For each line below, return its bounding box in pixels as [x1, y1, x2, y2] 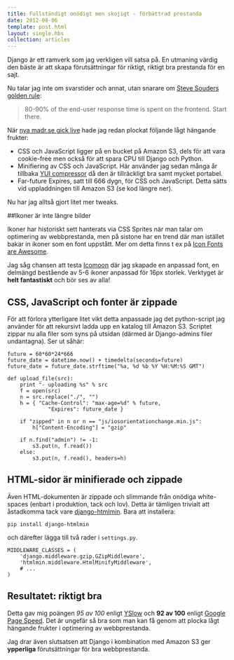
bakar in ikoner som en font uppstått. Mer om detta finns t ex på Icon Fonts [7, 240, 223, 249]
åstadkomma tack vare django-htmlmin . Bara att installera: [7, 507, 177, 516]
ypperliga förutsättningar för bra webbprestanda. [7, 645, 150, 653]
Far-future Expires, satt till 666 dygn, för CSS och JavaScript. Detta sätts [17, 177, 228, 186]
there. [24, 113, 42, 121]
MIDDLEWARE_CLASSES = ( [7, 546, 77, 554]
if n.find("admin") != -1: [20, 436, 99, 444]
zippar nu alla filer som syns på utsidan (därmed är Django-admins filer [7, 329, 213, 338]
